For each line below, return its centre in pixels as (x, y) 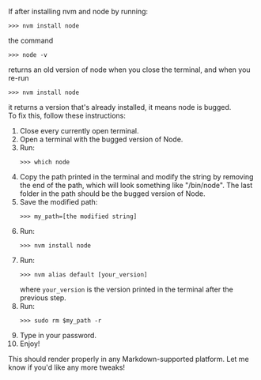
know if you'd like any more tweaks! (66, 367)
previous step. (43, 298)
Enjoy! (30, 344)
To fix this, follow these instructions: (67, 115)
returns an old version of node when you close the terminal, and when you (129, 70)
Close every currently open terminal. (79, 131)
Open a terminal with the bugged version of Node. (101, 139)
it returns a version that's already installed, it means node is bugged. (120, 107)
